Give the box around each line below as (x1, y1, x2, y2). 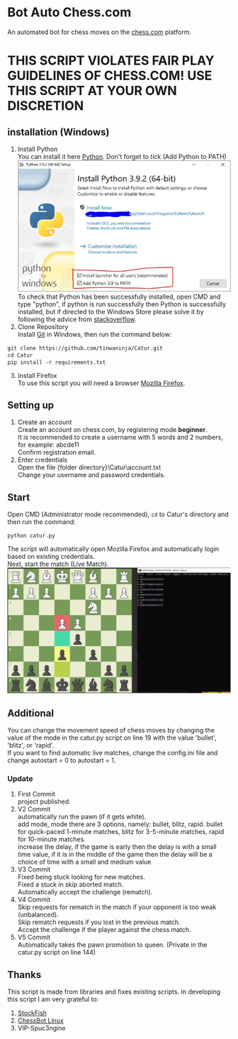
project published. (17, 797, 71, 806)
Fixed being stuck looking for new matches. (17, 873, 145, 882)
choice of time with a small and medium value (17, 857, 152, 866)
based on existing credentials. (7, 552, 96, 561)
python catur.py (7, 533, 55, 540)
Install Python (17, 145, 58, 153)
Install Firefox (17, 371, 57, 379)
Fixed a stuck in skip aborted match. (17, 880, 124, 889)
